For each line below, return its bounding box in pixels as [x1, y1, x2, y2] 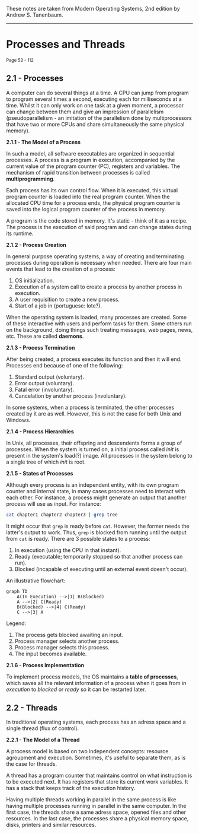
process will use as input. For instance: [6, 500, 101, 507]
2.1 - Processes [6, 74, 64, 84]
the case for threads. [6, 760, 57, 768]
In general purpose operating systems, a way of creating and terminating [6, 252, 184, 260]
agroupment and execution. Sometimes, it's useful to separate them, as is [6, 754, 186, 762]
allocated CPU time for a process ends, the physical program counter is [6, 199, 181, 207]
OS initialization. [14, 277, 54, 284]
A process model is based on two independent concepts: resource [6, 748, 169, 755]
